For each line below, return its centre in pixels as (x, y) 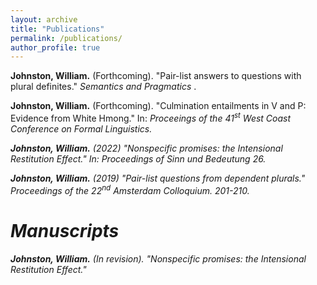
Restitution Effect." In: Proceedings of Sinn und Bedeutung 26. (138, 158)
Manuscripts (65, 230)
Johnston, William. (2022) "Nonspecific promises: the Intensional (146, 148)
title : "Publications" (57, 29)
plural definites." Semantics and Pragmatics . (103, 87)
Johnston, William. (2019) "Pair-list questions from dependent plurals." (158, 178)
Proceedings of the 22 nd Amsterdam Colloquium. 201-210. (130, 189)
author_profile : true (55, 47)
